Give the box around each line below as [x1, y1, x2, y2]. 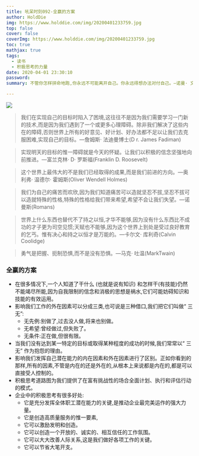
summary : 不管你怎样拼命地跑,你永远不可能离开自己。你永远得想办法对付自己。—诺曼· [6, 81, 188, 87]
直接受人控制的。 [14, 369, 57, 377]
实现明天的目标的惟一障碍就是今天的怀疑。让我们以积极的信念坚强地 [20, 149, 187, 155]
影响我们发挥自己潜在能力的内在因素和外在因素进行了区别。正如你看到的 [14, 355, 191, 362]
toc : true [6, 42, 31, 48]
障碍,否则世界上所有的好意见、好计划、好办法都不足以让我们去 [31, 129, 184, 135]
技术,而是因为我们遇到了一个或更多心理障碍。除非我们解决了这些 [25, 121, 184, 128]
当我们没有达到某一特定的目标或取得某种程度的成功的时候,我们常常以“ [14, 340, 185, 347]
